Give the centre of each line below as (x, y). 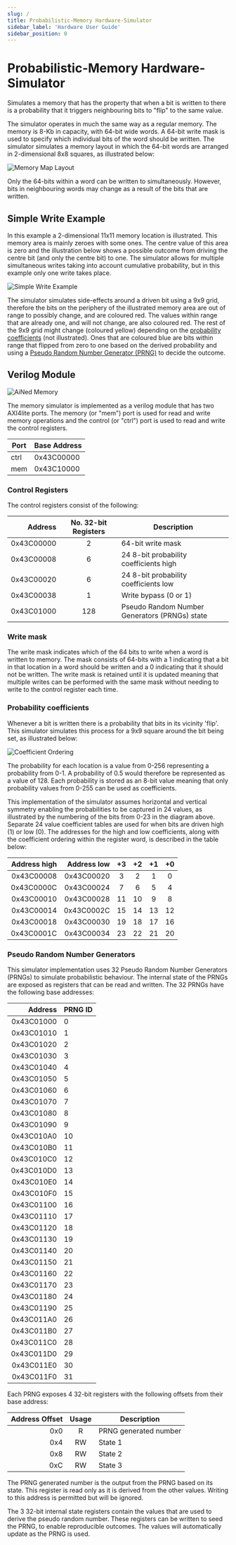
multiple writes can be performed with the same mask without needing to (113, 682)
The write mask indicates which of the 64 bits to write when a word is (108, 652)
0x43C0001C (34, 933)
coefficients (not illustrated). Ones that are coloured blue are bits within (110, 338)
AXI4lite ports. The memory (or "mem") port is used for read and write (109, 413)
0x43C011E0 (34, 1365)
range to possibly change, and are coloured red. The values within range (112, 315)
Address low (88, 864)
